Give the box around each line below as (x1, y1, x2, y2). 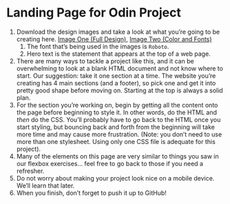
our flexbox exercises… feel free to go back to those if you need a (16, 159, 204, 167)
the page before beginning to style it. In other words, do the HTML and (16, 108, 218, 116)
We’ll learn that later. (16, 181, 75, 190)
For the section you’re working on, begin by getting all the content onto (16, 101, 218, 109)
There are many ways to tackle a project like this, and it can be (16, 57, 194, 65)
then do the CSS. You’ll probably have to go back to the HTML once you (16, 115, 221, 123)
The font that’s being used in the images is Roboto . (26, 42, 169, 50)
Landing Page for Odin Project (6, 5, 182, 21)
